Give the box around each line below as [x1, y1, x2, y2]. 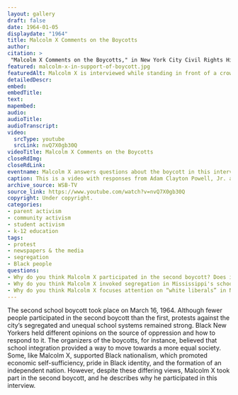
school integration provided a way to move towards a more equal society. [7, 344, 222, 353]
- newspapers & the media [7, 247, 84, 255]
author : [7, 43, 30, 50]
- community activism [7, 214, 72, 222]
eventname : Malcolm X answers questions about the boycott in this [7, 168, 211, 176]
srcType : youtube [13, 135, 65, 142]
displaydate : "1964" [7, 30, 69, 38]
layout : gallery [7, 10, 55, 18]
